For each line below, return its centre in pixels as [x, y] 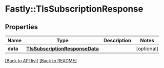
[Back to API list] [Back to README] [41, 61]
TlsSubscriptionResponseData [62, 49]
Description [117, 41]
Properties [21, 27]
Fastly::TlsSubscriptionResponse [74, 9]
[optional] [147, 49]
